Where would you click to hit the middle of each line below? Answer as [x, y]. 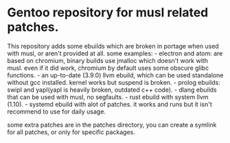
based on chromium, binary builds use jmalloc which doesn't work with [107, 60]
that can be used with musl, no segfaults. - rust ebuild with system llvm [108, 96]
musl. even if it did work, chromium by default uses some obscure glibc [108, 68]
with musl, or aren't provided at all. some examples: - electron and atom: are [115, 53]
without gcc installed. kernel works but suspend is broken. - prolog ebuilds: [114, 82]
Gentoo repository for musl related [108, 13]
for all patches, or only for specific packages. [71, 132]
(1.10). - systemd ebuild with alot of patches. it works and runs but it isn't [110, 104]
